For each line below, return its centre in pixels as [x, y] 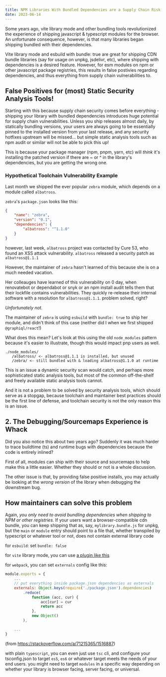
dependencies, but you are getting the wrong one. [56, 163]
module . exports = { [25, 574]
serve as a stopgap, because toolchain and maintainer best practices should [83, 395]
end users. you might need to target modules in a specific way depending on [83, 664]
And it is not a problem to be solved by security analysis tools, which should [83, 390]
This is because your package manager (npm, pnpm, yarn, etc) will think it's [83, 152]
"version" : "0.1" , [33, 220]
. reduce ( [32, 593]
